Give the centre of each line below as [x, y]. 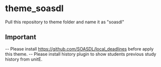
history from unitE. [24, 59]
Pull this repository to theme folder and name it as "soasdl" [65, 22]
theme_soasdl [34, 8]
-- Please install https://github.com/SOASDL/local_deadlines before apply [79, 49]
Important [21, 37]
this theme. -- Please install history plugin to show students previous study [81, 54]
